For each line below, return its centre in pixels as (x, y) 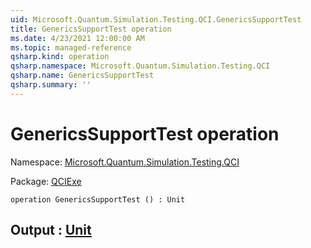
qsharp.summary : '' (51, 85)
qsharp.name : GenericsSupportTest (82, 76)
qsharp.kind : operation (60, 57)
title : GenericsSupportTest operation (91, 29)
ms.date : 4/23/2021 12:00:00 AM (77, 38)
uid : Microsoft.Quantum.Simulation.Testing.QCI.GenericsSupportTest (156, 19)
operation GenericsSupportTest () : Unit (98, 199)
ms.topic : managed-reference (71, 47)
